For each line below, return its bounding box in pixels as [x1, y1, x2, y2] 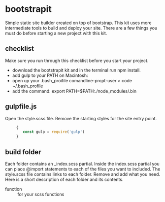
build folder [5, 148, 41, 156]
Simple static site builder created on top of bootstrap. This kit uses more [5, 20, 152, 26]
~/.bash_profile [12, 83, 43, 89]
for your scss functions [17, 191, 65, 197]
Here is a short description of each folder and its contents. [5, 176, 124, 182]
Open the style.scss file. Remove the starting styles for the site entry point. [5, 115, 157, 121]
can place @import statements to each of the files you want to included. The [5, 166, 161, 172]
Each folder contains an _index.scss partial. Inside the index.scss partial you [5, 161, 160, 167]
